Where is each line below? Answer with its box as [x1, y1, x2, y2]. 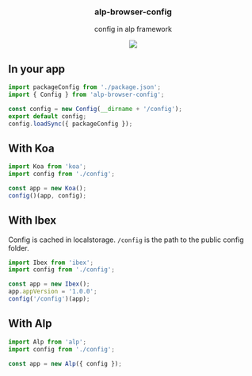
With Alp [8, 317, 52, 331]
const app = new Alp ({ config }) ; [8, 359, 123, 367]
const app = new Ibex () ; [8, 280, 90, 288]
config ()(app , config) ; [8, 191, 87, 200]
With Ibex [8, 213, 57, 228]
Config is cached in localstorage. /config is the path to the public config [8, 235, 244, 244]
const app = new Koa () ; [8, 185, 87, 193]
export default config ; [8, 112, 87, 121]
